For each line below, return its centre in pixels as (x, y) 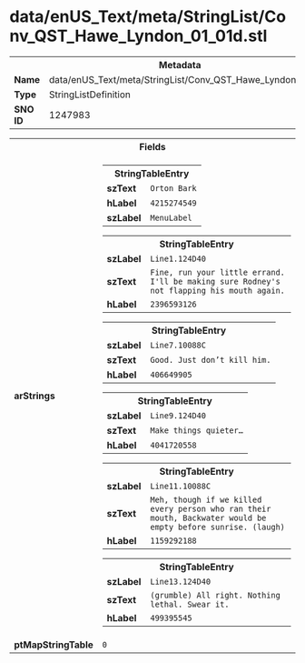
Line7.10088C (178, 345)
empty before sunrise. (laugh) (217, 527)
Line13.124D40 (180, 581)
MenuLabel (171, 217)
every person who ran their (210, 508)
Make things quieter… (196, 430)
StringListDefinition (90, 95)
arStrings (35, 396)
